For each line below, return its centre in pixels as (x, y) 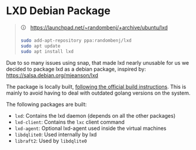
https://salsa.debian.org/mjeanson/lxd (52, 75)
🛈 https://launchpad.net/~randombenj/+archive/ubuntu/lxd (94, 27)
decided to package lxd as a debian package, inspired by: (76, 69)
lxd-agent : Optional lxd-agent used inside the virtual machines (90, 128)
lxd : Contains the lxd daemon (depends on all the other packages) (95, 115)
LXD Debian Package (58, 11)
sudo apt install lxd (47, 51)
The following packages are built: (46, 104)
